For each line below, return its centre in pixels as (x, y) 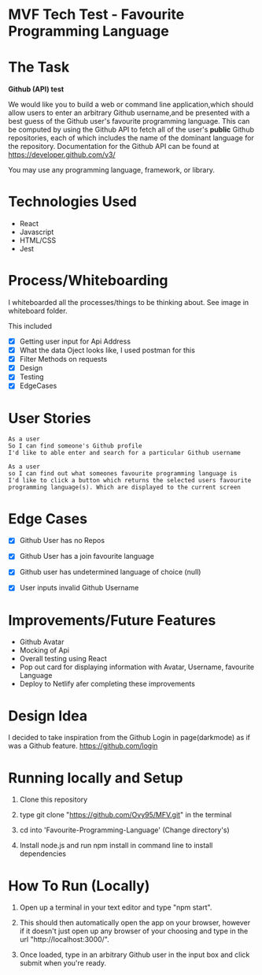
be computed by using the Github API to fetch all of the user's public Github (131, 130)
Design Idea (48, 716)
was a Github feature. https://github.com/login (83, 746)
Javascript (37, 232)
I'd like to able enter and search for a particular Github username (125, 453)
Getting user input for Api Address (75, 341)
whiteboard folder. (38, 311)
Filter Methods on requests (63, 359)
